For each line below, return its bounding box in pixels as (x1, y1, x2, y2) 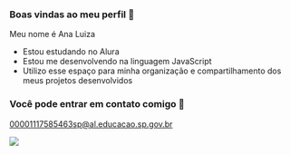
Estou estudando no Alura (22, 46, 120, 57)
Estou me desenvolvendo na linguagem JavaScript (22, 56, 212, 67)
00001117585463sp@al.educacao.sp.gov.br (9, 118, 173, 130)
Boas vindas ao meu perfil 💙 (9, 8, 135, 21)
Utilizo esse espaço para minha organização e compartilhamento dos (22, 65, 282, 76)
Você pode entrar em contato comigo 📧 (9, 98, 185, 111)
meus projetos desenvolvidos (22, 75, 133, 86)
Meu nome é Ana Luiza (9, 29, 96, 40)
